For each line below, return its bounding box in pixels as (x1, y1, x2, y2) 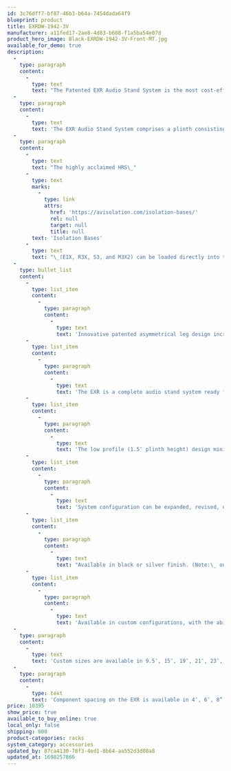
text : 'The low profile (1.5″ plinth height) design (56, 446, 211, 453)
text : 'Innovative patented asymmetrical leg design (56, 330, 211, 338)
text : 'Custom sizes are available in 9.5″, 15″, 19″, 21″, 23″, (32, 658, 223, 665)
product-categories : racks (7, 734, 85, 741)
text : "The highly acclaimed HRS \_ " (32, 163, 137, 171)
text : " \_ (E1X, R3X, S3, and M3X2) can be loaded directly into (32, 254, 220, 261)
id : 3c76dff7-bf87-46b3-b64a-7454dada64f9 (7, 10, 131, 17)
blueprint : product (7, 17, 63, 23)
